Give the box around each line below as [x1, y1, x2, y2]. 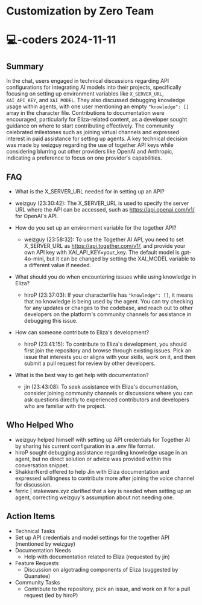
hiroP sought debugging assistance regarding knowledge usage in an [14, 448, 188, 456]
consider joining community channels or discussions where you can [24, 390, 193, 396]
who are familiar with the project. [24, 403, 106, 409]
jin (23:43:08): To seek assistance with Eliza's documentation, [24, 383, 179, 390]
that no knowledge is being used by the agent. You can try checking [24, 298, 194, 305]
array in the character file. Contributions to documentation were [6, 109, 165, 117]
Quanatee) [24, 572, 51, 580]
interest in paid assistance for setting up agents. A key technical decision [6, 135, 188, 143]
